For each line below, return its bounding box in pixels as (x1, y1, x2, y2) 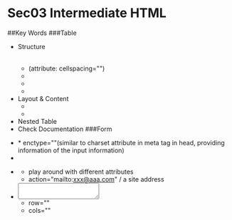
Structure (17, 42, 46, 51)
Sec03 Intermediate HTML (7, 5, 167, 21)
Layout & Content (17, 94, 69, 103)
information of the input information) (17, 146, 125, 154)
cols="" (28, 206, 51, 214)
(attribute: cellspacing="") (28, 64, 105, 73)
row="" (28, 198, 50, 207)
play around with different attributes (28, 167, 134, 176)
